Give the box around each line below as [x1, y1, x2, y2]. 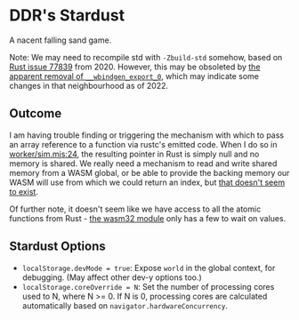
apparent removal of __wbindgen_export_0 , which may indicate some [9, 70, 260, 81]
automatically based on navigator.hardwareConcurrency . [21, 300, 229, 311]
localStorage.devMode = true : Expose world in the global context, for [21, 262, 276, 273]
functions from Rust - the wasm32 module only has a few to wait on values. [9, 212, 287, 223]
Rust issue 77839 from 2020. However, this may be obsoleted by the [9, 61, 261, 72]
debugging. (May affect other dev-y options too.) [21, 272, 202, 283]
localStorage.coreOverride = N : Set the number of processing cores [21, 281, 275, 292]
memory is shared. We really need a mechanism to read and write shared [9, 157, 278, 169]
